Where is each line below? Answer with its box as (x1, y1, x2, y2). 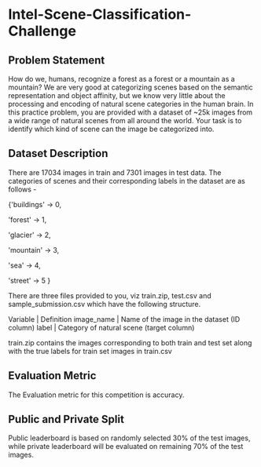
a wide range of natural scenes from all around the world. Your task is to (8, 116, 242, 125)
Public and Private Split (8, 413, 124, 426)
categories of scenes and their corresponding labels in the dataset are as (8, 176, 245, 185)
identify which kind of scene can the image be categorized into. (8, 124, 215, 133)
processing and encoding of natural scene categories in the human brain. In (8, 100, 254, 108)
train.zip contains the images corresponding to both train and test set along (8, 337, 252, 347)
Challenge (8, 22, 77, 40)
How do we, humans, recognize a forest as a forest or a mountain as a (8, 75, 236, 83)
